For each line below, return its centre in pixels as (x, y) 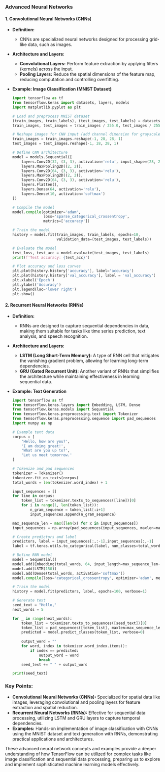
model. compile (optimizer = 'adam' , (47, 212)
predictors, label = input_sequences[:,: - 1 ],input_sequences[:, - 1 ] (83, 542)
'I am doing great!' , (43, 446)
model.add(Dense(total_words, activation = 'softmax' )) (68, 573)
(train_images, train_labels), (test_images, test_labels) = (76, 121)
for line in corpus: (33, 496)
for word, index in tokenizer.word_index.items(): (74, 646)
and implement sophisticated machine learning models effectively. (72, 764)
